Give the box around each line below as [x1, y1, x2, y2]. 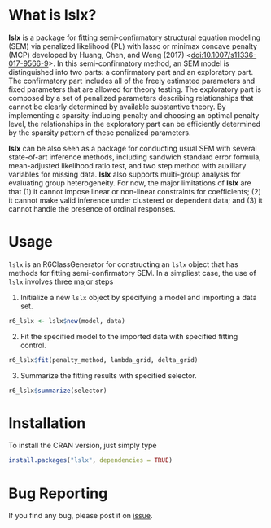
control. [20, 340, 46, 350]
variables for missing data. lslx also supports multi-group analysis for [8, 169, 241, 179]
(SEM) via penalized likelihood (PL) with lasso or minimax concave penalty [8, 41, 258, 50]
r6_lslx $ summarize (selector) [8, 386, 107, 395]
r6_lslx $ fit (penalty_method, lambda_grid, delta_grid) [8, 356, 199, 364]
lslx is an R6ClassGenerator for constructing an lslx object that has [8, 259, 238, 269]
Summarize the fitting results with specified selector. [20, 370, 197, 380]
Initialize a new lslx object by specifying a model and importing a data [20, 292, 258, 302]
